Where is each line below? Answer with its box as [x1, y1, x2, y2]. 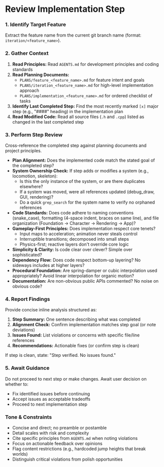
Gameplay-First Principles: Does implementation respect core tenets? [12, 226, 156, 232]
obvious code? [12, 283, 43, 290]
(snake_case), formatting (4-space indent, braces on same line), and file [12, 215, 159, 221]
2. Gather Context [5, 50, 49, 57]
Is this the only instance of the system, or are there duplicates [19, 178, 145, 184]
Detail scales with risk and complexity [12, 430, 89, 436]
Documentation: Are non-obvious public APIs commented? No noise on [12, 278, 159, 284]
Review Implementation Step [5, 3, 125, 15]
